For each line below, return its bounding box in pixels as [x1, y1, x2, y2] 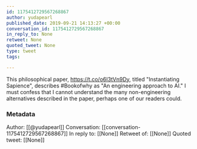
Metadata [6, 110, 35, 118]
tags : [6, 54, 20, 60]
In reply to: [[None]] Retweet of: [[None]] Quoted [68, 130, 192, 137]
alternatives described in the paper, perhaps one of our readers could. [6, 95, 182, 102]
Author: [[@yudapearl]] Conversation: [6, 123, 101, 130]
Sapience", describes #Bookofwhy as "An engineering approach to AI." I [6, 82, 186, 89]
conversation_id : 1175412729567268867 [6, 25, 104, 32]
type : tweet [6, 48, 36, 54]
